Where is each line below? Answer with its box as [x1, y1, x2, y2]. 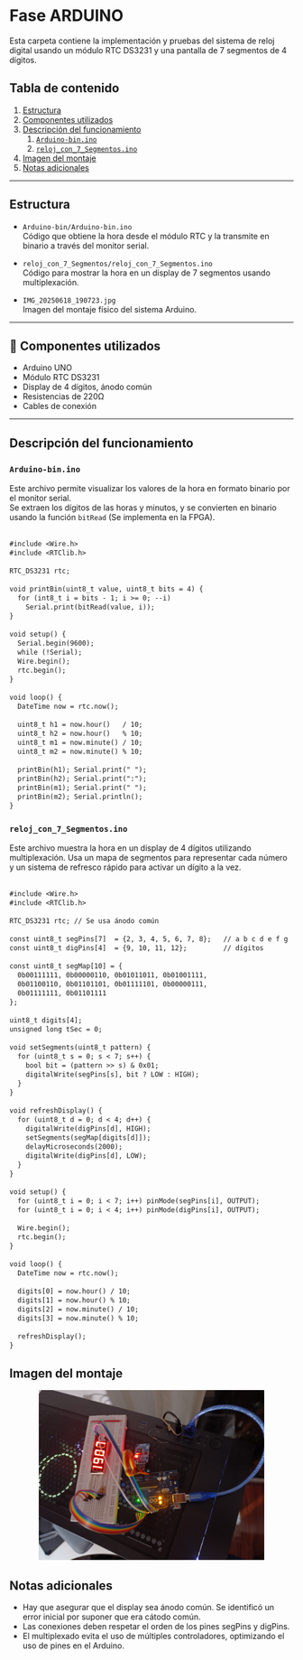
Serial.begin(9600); [17, 639, 95, 648]
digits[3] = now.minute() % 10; [17, 1314, 140, 1323]
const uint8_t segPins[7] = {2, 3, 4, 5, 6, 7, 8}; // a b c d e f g [9, 935, 289, 944]
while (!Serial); [17, 648, 83, 657]
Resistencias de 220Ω [22, 391, 105, 402]
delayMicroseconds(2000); [25, 1142, 124, 1152]
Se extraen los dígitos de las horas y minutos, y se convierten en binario [9, 502, 277, 513]
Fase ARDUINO [9, 5, 124, 26]
